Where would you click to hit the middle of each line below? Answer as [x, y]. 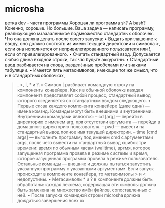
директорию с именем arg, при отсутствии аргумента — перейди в [89, 122]
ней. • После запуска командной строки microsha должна [79, 195]
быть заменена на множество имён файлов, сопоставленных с [84, 190]
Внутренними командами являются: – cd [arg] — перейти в [80, 116]
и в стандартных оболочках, [35, 75]
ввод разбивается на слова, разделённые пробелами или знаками [76, 65]
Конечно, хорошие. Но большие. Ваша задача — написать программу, [80, 28]
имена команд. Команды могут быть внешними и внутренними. [85, 111]
